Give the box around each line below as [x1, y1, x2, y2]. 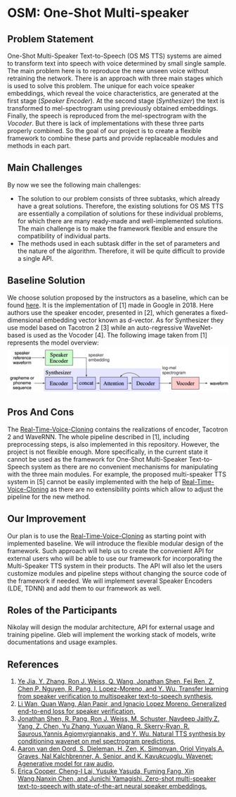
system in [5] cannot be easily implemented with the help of [7, 477, 181, 486]
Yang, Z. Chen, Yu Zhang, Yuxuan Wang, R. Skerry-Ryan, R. [17, 722, 190, 731]
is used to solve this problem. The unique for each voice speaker [7, 82, 195, 89]
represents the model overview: [7, 338, 100, 347]
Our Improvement [7, 513, 86, 525]
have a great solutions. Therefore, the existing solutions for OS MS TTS [17, 202, 224, 210]
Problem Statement [7, 33, 94, 45]
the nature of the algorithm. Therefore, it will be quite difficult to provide [17, 247, 225, 255]
